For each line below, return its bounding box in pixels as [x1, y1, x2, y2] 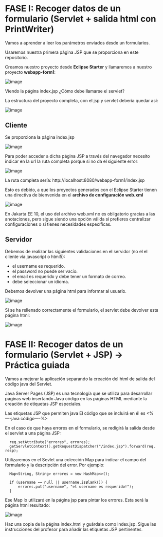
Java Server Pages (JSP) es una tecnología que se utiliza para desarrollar [5, 390, 152, 396]
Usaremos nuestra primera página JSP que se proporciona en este [5, 49, 139, 55]
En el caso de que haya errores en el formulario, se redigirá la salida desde [5, 425, 155, 430]
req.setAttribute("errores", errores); [9, 439, 91, 445]
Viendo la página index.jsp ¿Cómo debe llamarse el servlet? [5, 88, 125, 94]
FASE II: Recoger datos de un [5, 339, 124, 350]
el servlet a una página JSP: [5, 430, 61, 436]
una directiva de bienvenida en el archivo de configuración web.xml [5, 192, 144, 198]
